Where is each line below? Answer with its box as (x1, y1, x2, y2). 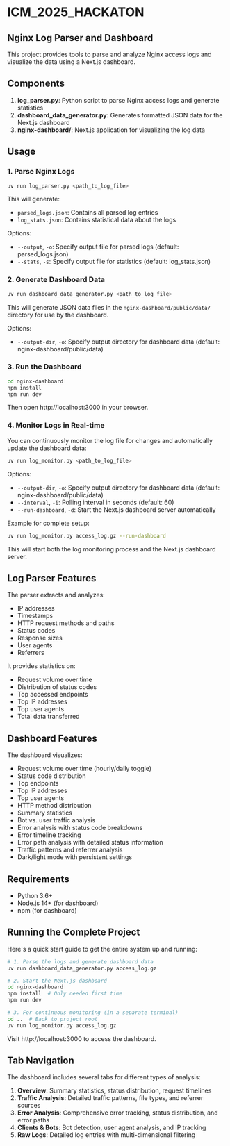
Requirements (7, 873, 69, 885)
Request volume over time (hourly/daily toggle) (17, 765, 151, 773)
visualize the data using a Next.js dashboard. (7, 58, 136, 66)
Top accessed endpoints (17, 690, 88, 699)
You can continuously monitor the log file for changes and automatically (7, 436, 213, 445)
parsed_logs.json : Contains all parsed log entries (17, 208, 158, 217)
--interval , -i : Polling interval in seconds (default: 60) (17, 498, 174, 506)
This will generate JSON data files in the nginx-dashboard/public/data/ (7, 303, 211, 311)
